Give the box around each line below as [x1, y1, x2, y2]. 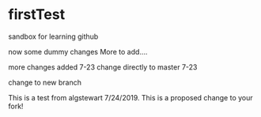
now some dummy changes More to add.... [8, 47, 148, 56]
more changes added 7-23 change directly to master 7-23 [8, 62, 198, 72]
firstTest [8, 6, 66, 24]
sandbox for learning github [8, 32, 99, 41]
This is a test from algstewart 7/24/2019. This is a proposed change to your [8, 92, 253, 102]
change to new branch [8, 77, 81, 87]
